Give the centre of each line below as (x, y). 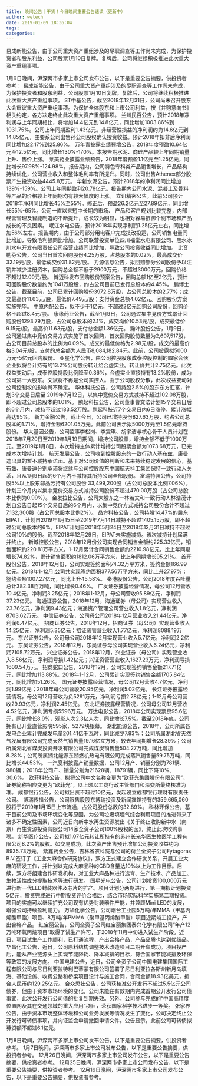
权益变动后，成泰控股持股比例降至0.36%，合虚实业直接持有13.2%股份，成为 (99, 373)
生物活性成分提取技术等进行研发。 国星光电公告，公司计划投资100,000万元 (97, 880)
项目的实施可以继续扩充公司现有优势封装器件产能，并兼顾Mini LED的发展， (97, 903)
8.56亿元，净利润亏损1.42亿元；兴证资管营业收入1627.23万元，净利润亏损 (100, 660)
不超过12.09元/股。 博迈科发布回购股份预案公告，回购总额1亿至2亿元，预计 (97, 277)
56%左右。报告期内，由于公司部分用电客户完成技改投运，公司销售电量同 (99, 233)
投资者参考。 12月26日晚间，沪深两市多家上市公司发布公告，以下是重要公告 (98, 1055)
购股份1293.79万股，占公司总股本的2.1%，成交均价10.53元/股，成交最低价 (96, 321)
